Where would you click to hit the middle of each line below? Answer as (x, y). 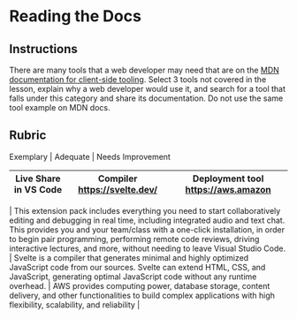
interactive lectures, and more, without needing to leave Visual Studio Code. (148, 248)
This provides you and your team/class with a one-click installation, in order (147, 229)
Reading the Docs (75, 16)
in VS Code (38, 189)
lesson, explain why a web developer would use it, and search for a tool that (147, 89)
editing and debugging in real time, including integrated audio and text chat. (147, 220)
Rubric (28, 136)
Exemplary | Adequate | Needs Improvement (90, 156)
